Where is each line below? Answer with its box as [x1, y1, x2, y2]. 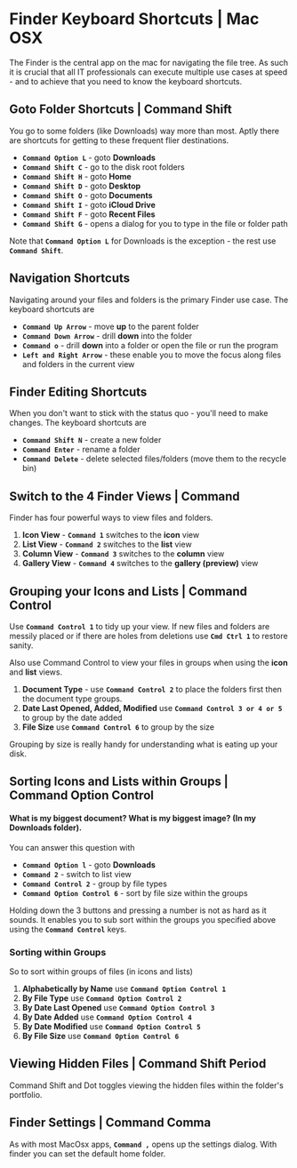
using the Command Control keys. [9, 924, 127, 934]
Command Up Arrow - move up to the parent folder [21, 321, 200, 332]
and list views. [9, 667, 63, 677]
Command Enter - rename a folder [21, 444, 140, 455]
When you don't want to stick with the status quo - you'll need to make [9, 408, 269, 419]
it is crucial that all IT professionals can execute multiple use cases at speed [9, 67, 288, 77]
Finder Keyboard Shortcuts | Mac [9, 9, 260, 29]
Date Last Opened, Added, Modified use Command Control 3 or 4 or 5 [21, 703, 283, 713]
